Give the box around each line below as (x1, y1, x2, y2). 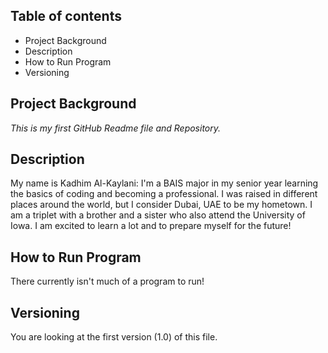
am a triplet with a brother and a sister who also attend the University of (10, 209, 306, 221)
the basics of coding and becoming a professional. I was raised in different (10, 188, 318, 200)
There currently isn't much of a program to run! (10, 275, 205, 288)
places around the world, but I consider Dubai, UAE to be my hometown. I (10, 199, 313, 211)
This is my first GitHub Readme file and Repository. (10, 122, 222, 134)
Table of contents (10, 8, 122, 25)
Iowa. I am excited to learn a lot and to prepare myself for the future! (10, 220, 292, 232)
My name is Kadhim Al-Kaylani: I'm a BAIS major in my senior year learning (10, 177, 319, 189)
